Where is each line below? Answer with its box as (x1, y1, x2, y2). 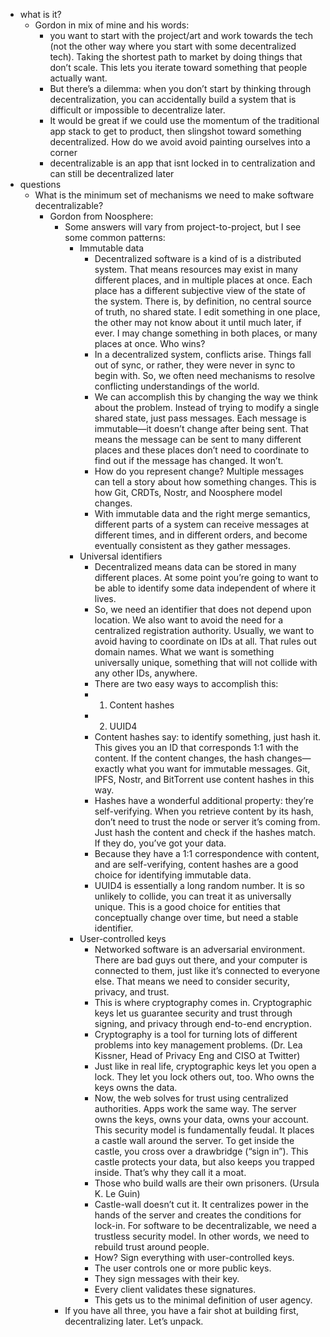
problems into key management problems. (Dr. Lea (94, 1039, 303, 1051)
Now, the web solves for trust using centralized (94, 1092, 289, 1104)
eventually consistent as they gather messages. (94, 540, 291, 551)
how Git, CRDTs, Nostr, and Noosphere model (94, 487, 283, 498)
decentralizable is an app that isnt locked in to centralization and (49, 157, 316, 169)
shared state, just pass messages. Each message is (94, 412, 307, 424)
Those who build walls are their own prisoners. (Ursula (94, 1177, 320, 1189)
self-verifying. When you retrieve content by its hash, (94, 805, 314, 817)
